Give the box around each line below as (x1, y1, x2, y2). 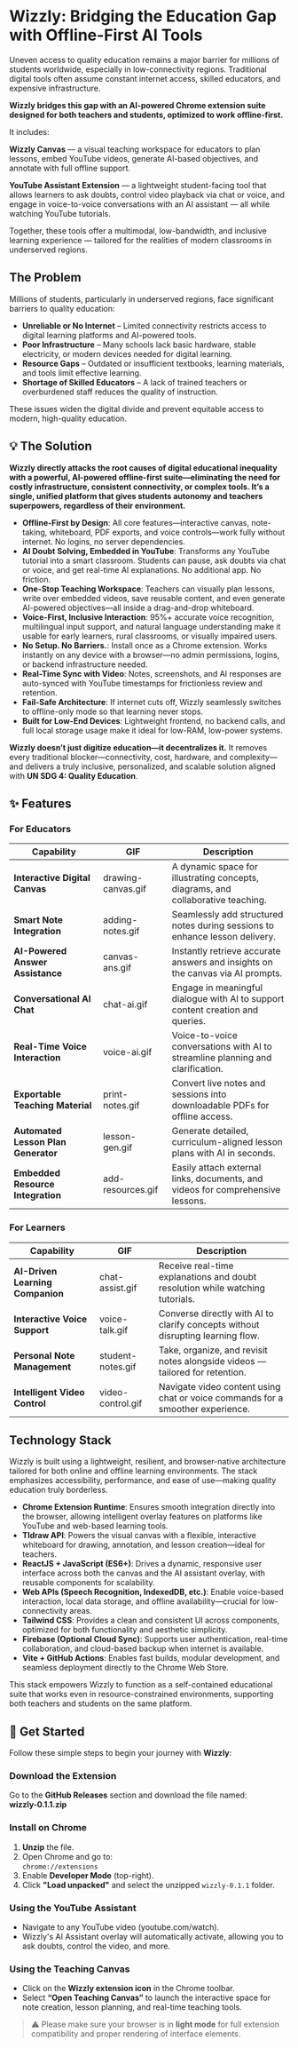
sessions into (171, 1088, 227, 1100)
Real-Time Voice (13, 1041, 87, 1053)
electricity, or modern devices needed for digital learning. (21, 348, 232, 359)
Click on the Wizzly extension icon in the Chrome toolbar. (21, 1983, 235, 1994)
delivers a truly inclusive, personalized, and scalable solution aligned (25, 761, 277, 772)
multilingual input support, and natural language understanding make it (21, 621, 281, 631)
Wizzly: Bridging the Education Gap (9, 6, 277, 27)
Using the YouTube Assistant (9, 1901, 137, 1914)
